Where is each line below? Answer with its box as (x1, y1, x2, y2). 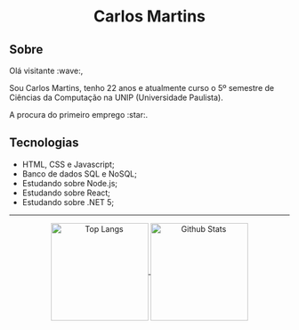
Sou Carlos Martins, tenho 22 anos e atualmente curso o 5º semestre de (9, 83, 274, 93)
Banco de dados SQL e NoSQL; (21, 168, 138, 179)
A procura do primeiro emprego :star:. (9, 110, 149, 120)
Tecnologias (9, 136, 79, 151)
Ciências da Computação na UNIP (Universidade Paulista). (9, 92, 224, 103)
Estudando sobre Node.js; (21, 177, 118, 188)
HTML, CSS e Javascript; (21, 159, 115, 169)
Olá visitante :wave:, (9, 65, 84, 76)
